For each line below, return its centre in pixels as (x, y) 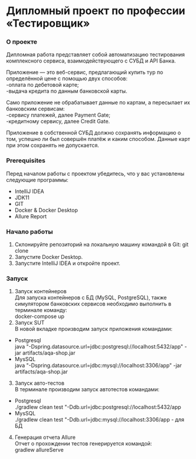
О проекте (22, 42)
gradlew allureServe (39, 450)
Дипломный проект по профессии (96, 11)
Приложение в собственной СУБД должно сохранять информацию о (94, 133)
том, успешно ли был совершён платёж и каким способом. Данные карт (98, 139)
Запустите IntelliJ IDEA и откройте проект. (68, 263)
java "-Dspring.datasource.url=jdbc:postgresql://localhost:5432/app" (99, 347)
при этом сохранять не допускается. (53, 145)
